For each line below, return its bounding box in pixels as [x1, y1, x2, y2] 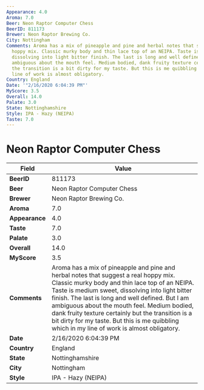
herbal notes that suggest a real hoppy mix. [51, 271, 175, 279]
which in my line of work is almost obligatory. [51, 324, 180, 333]
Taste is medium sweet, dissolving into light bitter [51, 286, 192, 295]
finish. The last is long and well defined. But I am [51, 294, 189, 303]
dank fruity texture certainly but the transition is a [51, 309, 192, 318]
